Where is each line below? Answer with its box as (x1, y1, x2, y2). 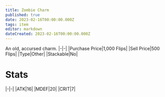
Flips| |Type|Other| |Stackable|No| (5, 51, 78, 57)
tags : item (5, 22, 29, 27)
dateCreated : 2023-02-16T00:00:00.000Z (5, 31, 91, 36)
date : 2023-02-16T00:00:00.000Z (5, 17, 74, 22)
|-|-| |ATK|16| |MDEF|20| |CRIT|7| (5, 86, 76, 92)
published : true (5, 12, 40, 17)
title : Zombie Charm (5, 7, 50, 13)
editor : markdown (5, 27, 43, 32)
